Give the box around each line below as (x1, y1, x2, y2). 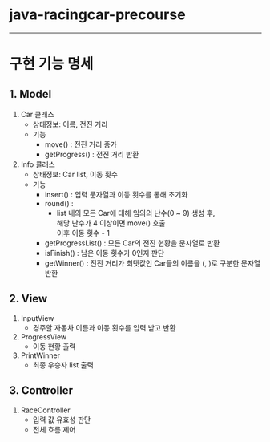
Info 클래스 (20, 159, 55, 169)
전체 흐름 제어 (32, 424, 76, 434)
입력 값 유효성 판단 (32, 415, 91, 424)
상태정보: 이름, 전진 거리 (32, 119, 108, 129)
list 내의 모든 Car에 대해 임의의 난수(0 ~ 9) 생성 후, (56, 208, 216, 217)
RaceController (20, 405, 71, 415)
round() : (44, 198, 75, 208)
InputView (20, 313, 54, 322)
